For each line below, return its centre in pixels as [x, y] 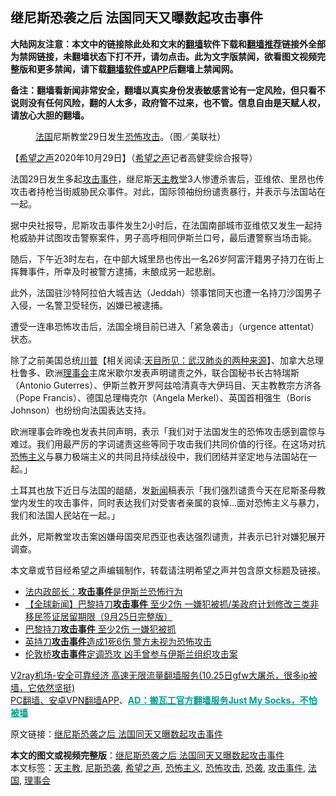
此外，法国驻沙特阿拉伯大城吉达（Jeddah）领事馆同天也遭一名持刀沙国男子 [166, 292]
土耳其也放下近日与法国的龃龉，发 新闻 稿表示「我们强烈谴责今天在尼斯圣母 [163, 490]
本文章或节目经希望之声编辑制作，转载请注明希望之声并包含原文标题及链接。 [168, 570]
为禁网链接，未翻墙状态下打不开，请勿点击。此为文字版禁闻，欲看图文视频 [163, 56]
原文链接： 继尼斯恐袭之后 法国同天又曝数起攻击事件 [116, 734]
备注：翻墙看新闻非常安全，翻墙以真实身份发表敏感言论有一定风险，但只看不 [168, 90]
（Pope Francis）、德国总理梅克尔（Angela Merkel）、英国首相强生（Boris [161, 397]
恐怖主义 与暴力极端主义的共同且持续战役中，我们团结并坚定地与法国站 [155, 456]
